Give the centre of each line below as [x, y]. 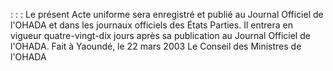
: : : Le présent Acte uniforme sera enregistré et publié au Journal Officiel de [167, 14]
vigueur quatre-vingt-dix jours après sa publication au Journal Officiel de [160, 35]
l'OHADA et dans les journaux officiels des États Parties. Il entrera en [151, 25]
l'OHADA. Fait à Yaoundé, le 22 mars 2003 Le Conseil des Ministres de [156, 46]
